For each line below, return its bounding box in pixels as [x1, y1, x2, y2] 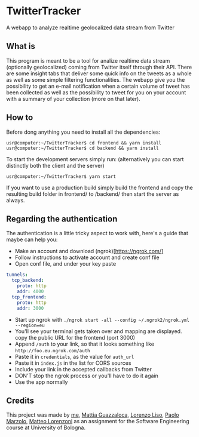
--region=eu [14, 322, 45, 328]
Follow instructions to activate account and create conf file [14, 254, 160, 261]
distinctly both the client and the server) [6, 162, 105, 169]
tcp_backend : [11, 278, 44, 284]
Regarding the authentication [6, 214, 118, 224]
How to [6, 112, 33, 123]
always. [6, 196, 25, 204]
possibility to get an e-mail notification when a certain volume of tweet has [6, 82, 190, 90]
